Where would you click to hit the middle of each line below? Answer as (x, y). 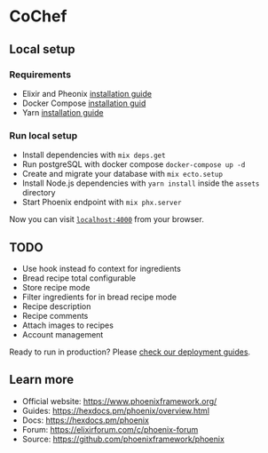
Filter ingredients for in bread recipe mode (99, 297)
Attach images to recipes (67, 325)
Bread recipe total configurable (79, 278)
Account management (63, 334)
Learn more (42, 380)
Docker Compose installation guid (84, 103)
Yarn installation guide (63, 112)
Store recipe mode (56, 287)
